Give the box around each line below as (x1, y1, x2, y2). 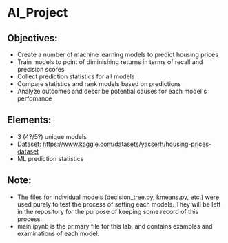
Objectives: (7, 32, 58, 44)
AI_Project (7, 5, 68, 21)
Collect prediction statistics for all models (17, 72, 135, 81)
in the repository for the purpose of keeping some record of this (17, 207, 198, 215)
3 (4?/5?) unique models (17, 132, 87, 140)
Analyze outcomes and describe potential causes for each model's (17, 87, 207, 95)
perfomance (17, 94, 52, 103)
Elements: (7, 114, 52, 126)
